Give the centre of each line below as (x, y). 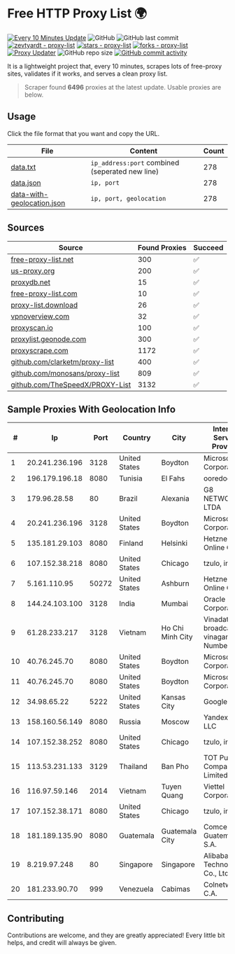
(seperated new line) (125, 171)
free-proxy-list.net (42, 259)
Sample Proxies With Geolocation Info (92, 409)
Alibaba (216, 856)
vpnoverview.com (40, 316)
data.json (26, 183)
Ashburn (176, 583)
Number (217, 646)
